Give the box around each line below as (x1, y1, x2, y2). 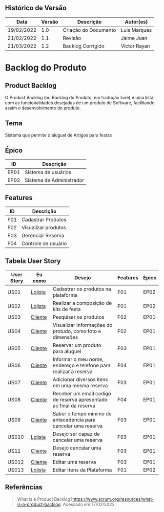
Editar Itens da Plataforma (53, 467, 112, 473)
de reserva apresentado (53, 396, 108, 403)
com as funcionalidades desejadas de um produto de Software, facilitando (5, 100, 155, 106)
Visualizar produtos (21, 224, 66, 231)
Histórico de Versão (5, 4, 67, 12)
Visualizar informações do (53, 322, 113, 329)
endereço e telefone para (53, 362, 111, 369)
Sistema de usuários (24, 169, 72, 176)
